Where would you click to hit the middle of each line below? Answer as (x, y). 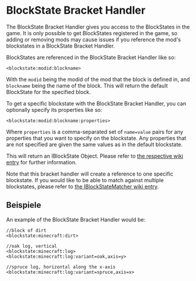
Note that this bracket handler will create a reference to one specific (90, 174)
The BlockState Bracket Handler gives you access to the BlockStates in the (98, 27)
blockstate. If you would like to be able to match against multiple (85, 180)
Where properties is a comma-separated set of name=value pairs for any (95, 132)
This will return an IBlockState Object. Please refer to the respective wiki (95, 156)
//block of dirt (26, 230)
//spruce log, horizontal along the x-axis (61, 267)
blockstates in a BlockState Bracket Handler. (60, 46)
